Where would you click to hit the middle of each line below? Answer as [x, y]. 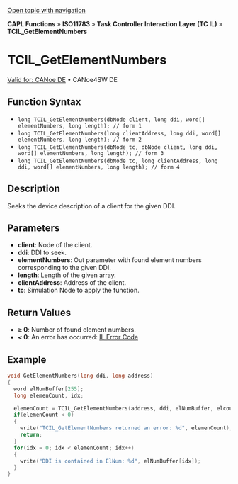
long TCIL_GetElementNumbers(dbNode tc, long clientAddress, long [118, 161]
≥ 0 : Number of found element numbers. [76, 330]
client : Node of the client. [55, 245]
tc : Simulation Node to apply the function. [78, 291]
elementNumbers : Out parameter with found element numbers [109, 260]
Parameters [34, 228]
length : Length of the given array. [67, 275]
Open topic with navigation [47, 10]
